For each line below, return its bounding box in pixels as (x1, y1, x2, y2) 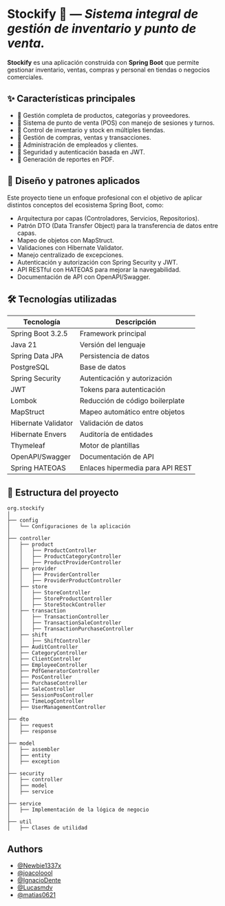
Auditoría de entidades (79, 430, 153, 440)
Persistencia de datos (79, 351, 150, 361)
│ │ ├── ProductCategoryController (7, 553, 122, 560)
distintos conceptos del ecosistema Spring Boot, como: (7, 200, 164, 209)
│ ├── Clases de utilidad (7, 825, 88, 832)
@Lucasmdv (17, 883, 53, 892)
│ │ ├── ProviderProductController (7, 577, 122, 584)
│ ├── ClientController (7, 656, 81, 663)
